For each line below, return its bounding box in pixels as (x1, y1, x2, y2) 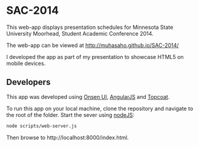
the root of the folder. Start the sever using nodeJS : (6, 111, 135, 118)
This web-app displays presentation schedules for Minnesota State (6, 23, 174, 31)
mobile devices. (6, 60, 46, 67)
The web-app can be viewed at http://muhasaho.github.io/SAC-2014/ (6, 42, 179, 49)
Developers (6, 77, 51, 87)
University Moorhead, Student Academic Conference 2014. (6, 30, 154, 37)
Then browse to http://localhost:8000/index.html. (6, 134, 129, 141)
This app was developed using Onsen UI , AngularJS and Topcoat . (6, 93, 170, 100)
